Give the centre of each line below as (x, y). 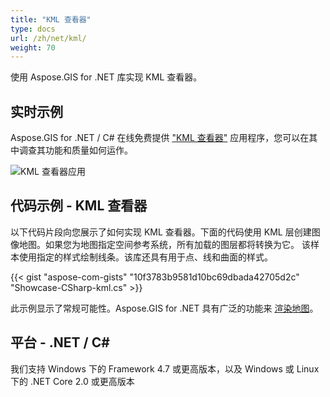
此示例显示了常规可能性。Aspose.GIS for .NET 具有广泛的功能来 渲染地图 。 (164, 308)
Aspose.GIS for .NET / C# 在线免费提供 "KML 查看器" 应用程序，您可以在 (160, 138)
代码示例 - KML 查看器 (79, 206)
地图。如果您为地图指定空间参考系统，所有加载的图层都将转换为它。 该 (164, 244)
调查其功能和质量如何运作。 (75, 150)
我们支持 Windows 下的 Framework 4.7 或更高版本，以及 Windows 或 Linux (165, 368)
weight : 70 (33, 47)
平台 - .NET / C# (60, 342)
